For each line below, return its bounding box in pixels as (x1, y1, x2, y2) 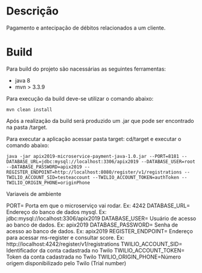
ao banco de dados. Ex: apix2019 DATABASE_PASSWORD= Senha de (6, 221, 178, 228)
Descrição (6, 4, 59, 18)
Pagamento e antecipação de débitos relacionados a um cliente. (6, 24, 166, 31)
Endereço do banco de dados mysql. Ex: (6, 208, 107, 215)
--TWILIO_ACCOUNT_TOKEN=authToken (92, 174, 180, 180)
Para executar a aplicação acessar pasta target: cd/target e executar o (6, 135, 181, 142)
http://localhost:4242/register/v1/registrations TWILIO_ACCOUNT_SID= (6, 240, 183, 248)
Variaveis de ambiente (6, 190, 62, 197)
